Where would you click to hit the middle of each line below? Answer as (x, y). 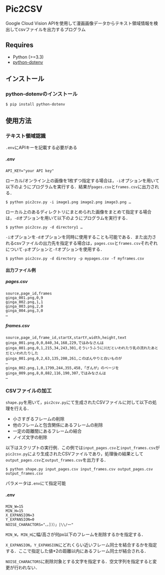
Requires (20, 45)
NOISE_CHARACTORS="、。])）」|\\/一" (40, 524)
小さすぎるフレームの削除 (39, 418)
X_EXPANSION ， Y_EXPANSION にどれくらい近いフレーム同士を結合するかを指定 (82, 545)
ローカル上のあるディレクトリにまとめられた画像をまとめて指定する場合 (79, 212)
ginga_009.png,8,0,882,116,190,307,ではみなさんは (56, 373)
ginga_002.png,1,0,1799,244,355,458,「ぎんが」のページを (62, 368)
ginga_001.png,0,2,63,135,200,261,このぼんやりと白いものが (64, 358)
